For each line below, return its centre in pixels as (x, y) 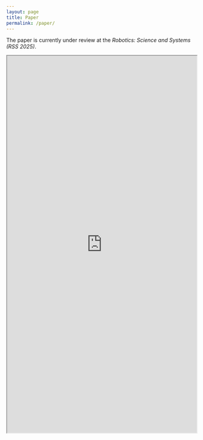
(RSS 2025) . (21, 46)
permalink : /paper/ (31, 23)
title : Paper (23, 18)
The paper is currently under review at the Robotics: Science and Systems (98, 40)
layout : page (23, 12)
